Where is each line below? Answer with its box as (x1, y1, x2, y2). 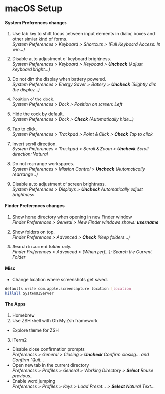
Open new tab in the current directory (12, 362, 89, 368)
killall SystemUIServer (5, 291, 54, 295)
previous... (12, 372, 34, 379)
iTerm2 (12, 337, 27, 343)
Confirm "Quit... (12, 357, 44, 363)
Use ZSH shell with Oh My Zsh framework (12, 317, 98, 323)
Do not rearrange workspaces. (12, 161, 75, 167)
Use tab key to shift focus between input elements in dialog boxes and (12, 31, 155, 37)
